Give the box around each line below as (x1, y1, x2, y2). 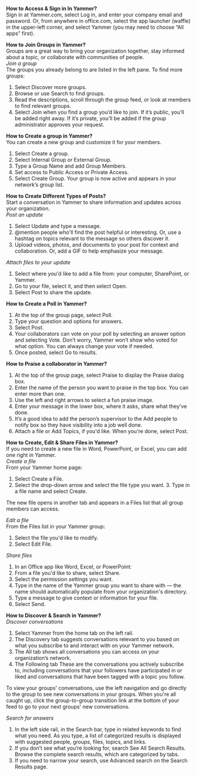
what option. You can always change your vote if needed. (14, 343, 154, 349)
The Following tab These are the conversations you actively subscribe (14, 661, 184, 668)
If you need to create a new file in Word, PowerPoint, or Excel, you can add (6, 445, 187, 452)
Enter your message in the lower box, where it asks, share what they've (14, 403, 188, 410)
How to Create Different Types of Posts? (6, 193, 107, 199)
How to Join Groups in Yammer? (6, 41, 86, 48)
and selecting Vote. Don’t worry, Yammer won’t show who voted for (14, 336, 178, 343)
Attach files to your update (6, 259, 71, 266)
